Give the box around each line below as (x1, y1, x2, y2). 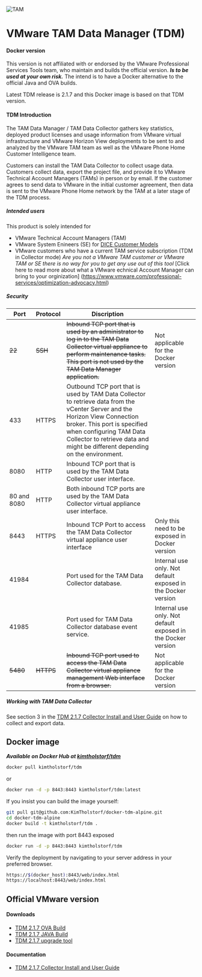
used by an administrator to (66, 327, 144, 336)
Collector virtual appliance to (66, 342, 148, 351)
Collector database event (66, 622, 138, 631)
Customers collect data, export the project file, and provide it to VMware (6, 168, 185, 175)
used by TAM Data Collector (66, 389, 146, 398)
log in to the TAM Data (66, 335, 129, 343)
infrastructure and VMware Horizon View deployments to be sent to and (6, 137, 185, 144)
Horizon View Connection (66, 412, 139, 421)
